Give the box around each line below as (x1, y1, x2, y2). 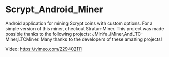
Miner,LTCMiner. (5, 36, 40, 42)
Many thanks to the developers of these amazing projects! (40, 36, 162, 42)
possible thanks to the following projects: (5, 31, 91, 37)
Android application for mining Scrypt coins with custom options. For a (5, 20, 153, 26)
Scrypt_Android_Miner (5, 4, 103, 15)
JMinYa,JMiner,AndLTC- (92, 31, 143, 37)
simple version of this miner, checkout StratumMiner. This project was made (5, 25, 164, 31)
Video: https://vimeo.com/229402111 (5, 46, 82, 52)
